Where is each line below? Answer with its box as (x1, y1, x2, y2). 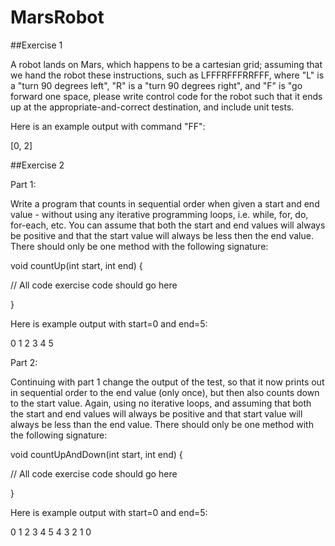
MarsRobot (10, 6, 105, 29)
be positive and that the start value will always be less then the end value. (10, 229, 314, 241)
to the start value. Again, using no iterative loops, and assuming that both (10, 397, 312, 409)
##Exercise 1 (10, 39, 63, 51)
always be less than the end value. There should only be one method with (10, 418, 314, 430)
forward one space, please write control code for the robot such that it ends (10, 90, 323, 102)
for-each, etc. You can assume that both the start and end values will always (10, 219, 326, 231)
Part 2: (10, 356, 38, 368)
